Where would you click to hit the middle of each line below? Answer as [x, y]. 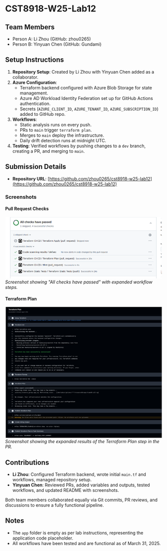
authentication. [35, 103]
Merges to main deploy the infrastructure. [62, 135]
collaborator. [25, 77]
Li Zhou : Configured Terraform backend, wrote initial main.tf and [79, 474]
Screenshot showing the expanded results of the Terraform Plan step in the [83, 442]
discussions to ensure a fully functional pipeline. [55, 505]
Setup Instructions [35, 60]
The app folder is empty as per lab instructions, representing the [78, 533]
